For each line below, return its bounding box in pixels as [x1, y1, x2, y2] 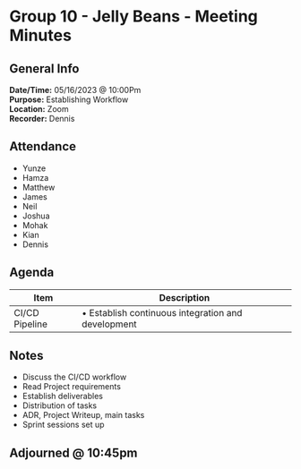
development [82, 318, 137, 330]
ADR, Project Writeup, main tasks [21, 410, 145, 421]
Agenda [9, 265, 55, 280]
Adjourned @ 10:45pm [9, 445, 138, 460]
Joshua [21, 210, 50, 221]
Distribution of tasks [21, 400, 97, 411]
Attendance [9, 139, 77, 154]
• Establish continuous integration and [82, 306, 243, 319]
